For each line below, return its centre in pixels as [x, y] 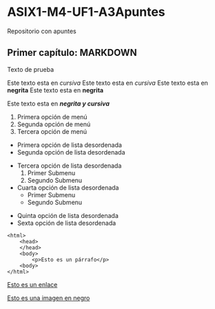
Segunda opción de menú [54, 124]
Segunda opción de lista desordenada [71, 152]
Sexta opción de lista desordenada [66, 223]
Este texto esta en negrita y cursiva [59, 103]
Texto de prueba [31, 69]
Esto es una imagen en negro [49, 298]
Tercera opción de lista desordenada [69, 166]
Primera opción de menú [52, 117]
